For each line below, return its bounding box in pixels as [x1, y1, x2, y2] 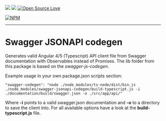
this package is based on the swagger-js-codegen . [5, 63, 110, 69]
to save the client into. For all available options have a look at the [5, 105, 137, 111]
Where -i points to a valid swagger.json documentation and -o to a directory [5, 99, 160, 105]
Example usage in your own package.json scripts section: [5, 73, 123, 79]
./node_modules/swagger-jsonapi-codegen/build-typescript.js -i [5, 87, 140, 91]
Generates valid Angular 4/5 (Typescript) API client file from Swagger [5, 53, 147, 59]
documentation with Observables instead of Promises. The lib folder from [5, 58, 155, 64]
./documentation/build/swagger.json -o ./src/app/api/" [5, 91, 123, 96]
